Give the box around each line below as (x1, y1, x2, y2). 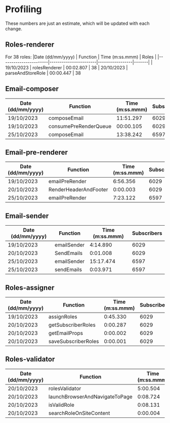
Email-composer (5, 84, 59, 93)
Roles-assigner (5, 283, 55, 292)
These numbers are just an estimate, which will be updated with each (5, 20, 150, 26)
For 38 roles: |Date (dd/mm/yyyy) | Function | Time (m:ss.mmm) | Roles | (5, 54, 157, 60)
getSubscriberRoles (48, 321, 96, 328)
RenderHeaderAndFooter (48, 186, 108, 193)
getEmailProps (48, 330, 83, 336)
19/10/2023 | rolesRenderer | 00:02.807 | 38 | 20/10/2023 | (5, 64, 128, 70)
